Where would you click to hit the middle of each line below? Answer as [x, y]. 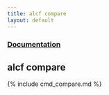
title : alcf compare [37, 14]
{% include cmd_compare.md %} [54, 84]
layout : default [31, 20]
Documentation [34, 45]
